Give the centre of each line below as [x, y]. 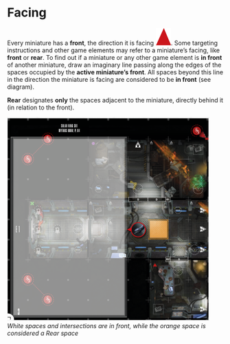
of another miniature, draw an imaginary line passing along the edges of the [114, 65]
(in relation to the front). [41, 107]
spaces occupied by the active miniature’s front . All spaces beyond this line [115, 72]
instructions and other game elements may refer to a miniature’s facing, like [114, 50]
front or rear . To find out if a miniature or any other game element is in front [115, 57]
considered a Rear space [43, 333]
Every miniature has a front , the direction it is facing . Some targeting [113, 43]
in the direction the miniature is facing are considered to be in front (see [109, 79]
